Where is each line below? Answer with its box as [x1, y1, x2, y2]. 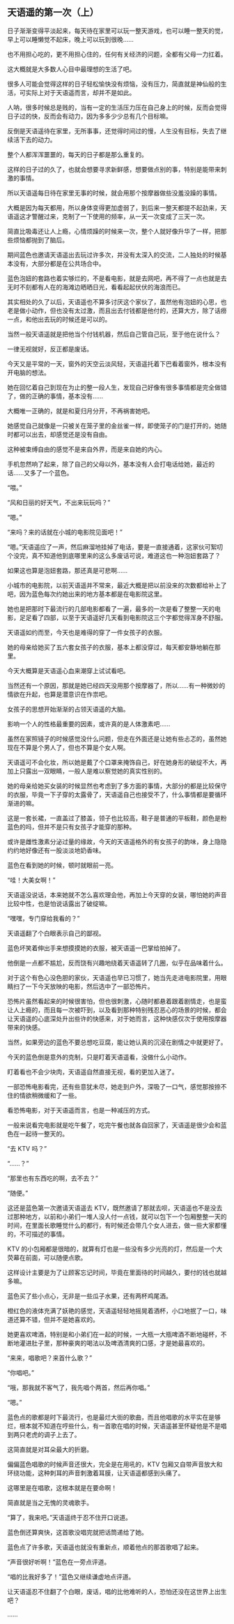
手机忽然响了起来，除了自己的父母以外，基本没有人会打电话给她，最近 [7, 460, 209, 468]
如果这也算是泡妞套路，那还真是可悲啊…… [7, 566, 128, 574]
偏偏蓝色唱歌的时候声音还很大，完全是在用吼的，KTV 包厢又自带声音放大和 [7, 1460, 223, 1468]
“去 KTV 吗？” [7, 1144, 47, 1152]
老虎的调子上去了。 [25, 1430, 81, 1438]
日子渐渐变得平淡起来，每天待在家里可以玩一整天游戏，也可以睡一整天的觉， [7, 27, 227, 35]
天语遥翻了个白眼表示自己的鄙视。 [7, 928, 105, 937]
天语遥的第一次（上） [7, 6, 99, 19]
